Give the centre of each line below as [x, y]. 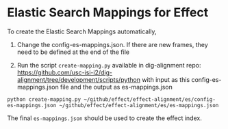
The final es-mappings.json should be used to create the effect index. [104, 118]
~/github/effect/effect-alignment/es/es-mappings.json [139, 105]
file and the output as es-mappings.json [116, 87]
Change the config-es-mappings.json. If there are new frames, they [113, 44]
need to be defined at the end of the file [73, 52]
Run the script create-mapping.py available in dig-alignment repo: [109, 65]
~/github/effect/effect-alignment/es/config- [149, 99]
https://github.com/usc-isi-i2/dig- [65, 72]
